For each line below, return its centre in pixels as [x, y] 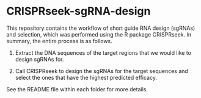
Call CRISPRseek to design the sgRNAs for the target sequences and [101, 71]
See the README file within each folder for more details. [77, 89]
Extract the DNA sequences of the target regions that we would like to [103, 52]
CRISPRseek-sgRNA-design [79, 11]
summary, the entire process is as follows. [60, 41]
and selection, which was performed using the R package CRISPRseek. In [99, 34]
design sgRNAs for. [39, 59]
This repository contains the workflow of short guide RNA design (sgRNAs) [101, 28]
